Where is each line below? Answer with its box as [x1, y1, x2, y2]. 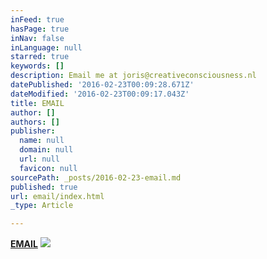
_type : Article [10, 201, 74, 211]
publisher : [10, 126, 56, 136]
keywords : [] [10, 61, 65, 71]
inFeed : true [10, 14, 65, 25]
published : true [10, 182, 78, 192]
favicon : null [19, 163, 78, 173]
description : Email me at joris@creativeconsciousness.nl [10, 71, 257, 81]
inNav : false [10, 33, 65, 43]
